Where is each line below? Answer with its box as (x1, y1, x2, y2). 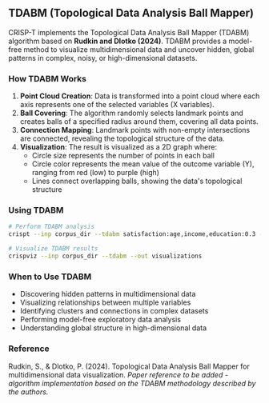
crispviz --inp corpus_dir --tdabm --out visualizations (8, 252, 203, 261)
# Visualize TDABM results (8, 245, 98, 253)
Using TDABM (8, 205, 64, 216)
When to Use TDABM (8, 271, 92, 282)
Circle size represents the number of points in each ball (31, 151, 215, 161)
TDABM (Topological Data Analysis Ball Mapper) (8, 6, 255, 20)
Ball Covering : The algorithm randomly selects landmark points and (19, 108, 244, 118)
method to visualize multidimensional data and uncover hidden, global (23, 44, 255, 54)
